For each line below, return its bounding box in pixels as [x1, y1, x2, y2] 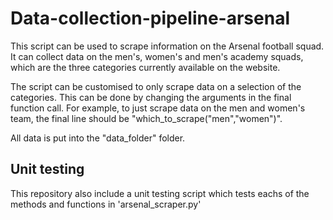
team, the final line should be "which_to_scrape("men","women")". [10, 112, 283, 124]
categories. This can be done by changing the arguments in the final [10, 91, 292, 103]
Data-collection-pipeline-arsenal [10, 7, 290, 30]
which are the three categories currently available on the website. [10, 61, 281, 73]
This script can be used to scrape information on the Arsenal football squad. [10, 40, 325, 52]
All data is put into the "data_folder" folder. [10, 132, 186, 144]
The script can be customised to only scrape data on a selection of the [10, 80, 302, 92]
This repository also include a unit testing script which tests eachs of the [10, 187, 310, 199]
